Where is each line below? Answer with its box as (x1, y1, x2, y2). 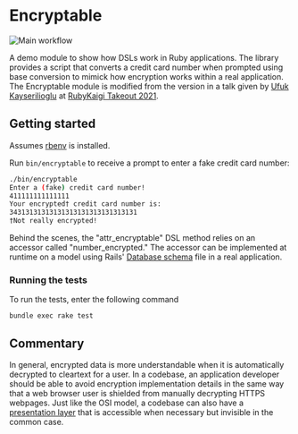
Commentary (9, 336, 85, 351)
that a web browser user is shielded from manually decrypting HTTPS (9, 388, 266, 399)
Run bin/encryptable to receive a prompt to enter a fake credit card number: (9, 157, 290, 168)
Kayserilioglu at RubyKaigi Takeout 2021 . (9, 90, 159, 101)
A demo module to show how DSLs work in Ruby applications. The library (9, 52, 279, 63)
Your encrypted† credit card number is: (9, 200, 162, 208)
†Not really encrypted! (9, 217, 98, 226)
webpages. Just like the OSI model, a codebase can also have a (9, 397, 244, 408)
